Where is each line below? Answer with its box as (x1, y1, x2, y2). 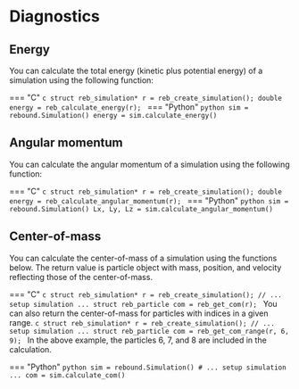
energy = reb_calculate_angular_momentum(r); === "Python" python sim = (9, 194, 289, 206)
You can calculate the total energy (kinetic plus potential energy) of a (9, 65, 263, 76)
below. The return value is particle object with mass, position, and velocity (9, 261, 282, 273)
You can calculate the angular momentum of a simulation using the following (9, 159, 290, 170)
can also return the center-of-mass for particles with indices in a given (9, 308, 269, 319)
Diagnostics (9, 6, 101, 27)
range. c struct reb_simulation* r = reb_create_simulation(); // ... (9, 317, 275, 327)
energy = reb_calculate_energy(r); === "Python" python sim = (9, 102, 249, 112)
